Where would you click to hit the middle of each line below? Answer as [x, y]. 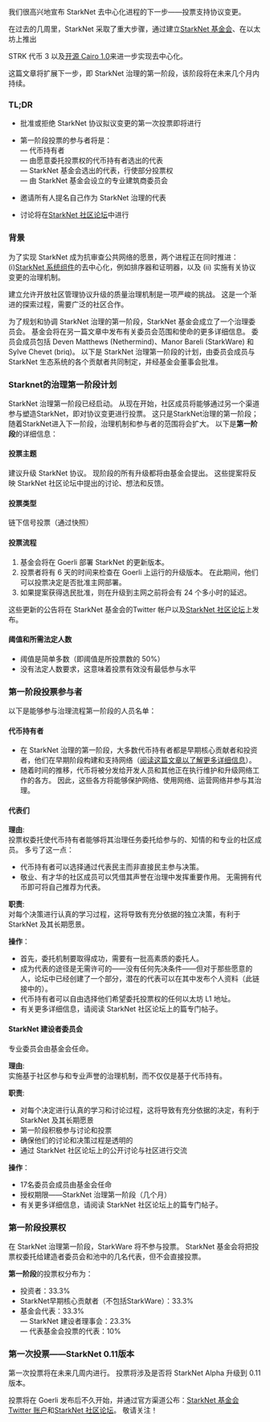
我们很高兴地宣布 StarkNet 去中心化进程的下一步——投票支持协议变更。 [127, 12]
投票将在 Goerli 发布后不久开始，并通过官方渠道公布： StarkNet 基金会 [124, 1400]
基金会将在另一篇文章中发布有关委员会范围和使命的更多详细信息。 [140, 331]
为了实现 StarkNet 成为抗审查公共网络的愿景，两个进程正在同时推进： [123, 257]
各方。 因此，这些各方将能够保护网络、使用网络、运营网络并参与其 [144, 781]
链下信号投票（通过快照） [51, 523]
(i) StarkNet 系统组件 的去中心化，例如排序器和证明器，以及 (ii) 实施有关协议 [132, 267]
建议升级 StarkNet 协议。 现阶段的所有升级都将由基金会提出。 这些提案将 [129, 473]
